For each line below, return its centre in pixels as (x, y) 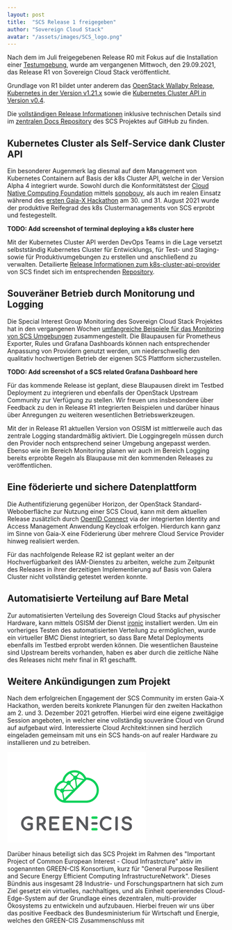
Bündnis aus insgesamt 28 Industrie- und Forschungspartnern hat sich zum (115, 883)
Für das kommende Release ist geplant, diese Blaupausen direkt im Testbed (116, 385)
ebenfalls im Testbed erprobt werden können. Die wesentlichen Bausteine (113, 645)
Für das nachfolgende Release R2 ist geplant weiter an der (91, 554)
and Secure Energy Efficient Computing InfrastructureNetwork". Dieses (109, 876)
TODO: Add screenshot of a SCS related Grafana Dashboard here (102, 372)
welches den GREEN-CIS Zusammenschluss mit (76, 921)
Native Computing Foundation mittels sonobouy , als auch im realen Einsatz (114, 193)
